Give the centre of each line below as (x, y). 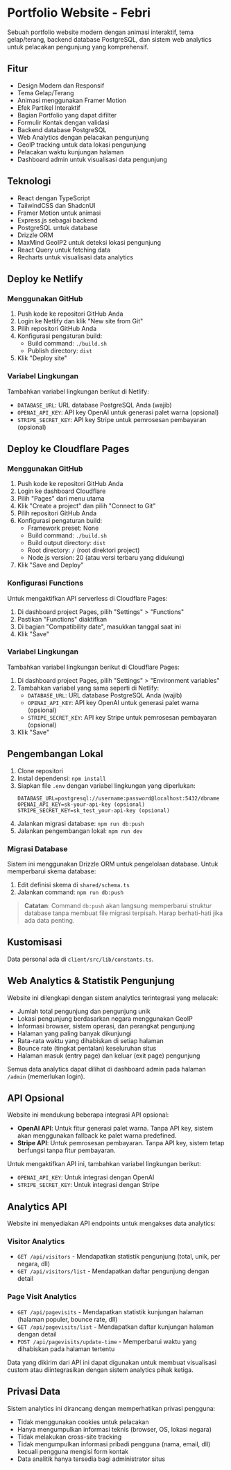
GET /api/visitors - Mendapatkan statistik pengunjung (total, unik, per (119, 1257)
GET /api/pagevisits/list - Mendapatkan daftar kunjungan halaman (115, 1327)
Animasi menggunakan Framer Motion (72, 100)
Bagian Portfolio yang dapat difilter (67, 115)
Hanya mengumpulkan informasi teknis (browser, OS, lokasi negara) (114, 1429)
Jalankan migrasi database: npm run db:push (80, 823)
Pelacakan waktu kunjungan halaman (70, 152)
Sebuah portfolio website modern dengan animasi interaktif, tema (101, 32)
